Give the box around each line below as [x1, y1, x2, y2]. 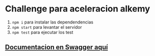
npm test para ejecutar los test [12, 29, 74, 35]
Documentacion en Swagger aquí [5, 43, 108, 51]
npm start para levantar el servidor [12, 24, 82, 30]
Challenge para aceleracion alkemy [5, 3, 151, 14]
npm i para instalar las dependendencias [12, 19, 94, 25]
